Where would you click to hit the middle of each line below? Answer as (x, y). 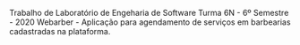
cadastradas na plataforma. (60, 31)
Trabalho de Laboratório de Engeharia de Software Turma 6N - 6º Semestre (149, 13)
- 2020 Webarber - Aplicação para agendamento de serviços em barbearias (150, 22)
